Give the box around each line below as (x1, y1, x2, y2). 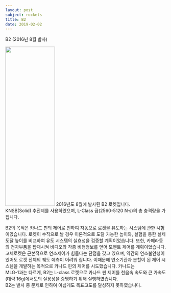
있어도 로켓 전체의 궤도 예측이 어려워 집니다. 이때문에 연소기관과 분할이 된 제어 (5, 257, 161, 263)
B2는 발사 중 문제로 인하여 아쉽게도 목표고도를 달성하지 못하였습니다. (5, 282, 142, 288)
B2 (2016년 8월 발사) (5, 36, 47, 42)
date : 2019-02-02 (5, 21, 42, 27)
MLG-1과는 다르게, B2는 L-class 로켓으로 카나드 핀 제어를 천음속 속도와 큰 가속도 (5, 270, 166, 276)
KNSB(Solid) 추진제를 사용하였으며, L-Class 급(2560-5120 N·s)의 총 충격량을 (5, 207, 161, 214)
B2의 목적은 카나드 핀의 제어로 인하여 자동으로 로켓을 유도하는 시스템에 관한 (5, 225, 156, 231)
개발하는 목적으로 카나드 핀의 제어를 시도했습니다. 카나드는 (18, 263, 135, 269)
